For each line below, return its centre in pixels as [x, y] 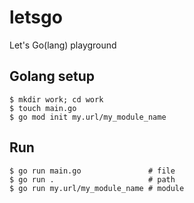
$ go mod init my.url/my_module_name [88, 117]
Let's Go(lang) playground [63, 45]
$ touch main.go [43, 108]
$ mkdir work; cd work [56, 99]
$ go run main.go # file [92, 171]
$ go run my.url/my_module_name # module [97, 188]
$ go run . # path [92, 179]
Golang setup [52, 76]
